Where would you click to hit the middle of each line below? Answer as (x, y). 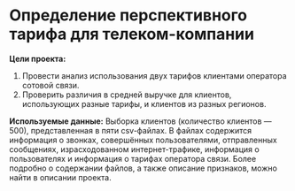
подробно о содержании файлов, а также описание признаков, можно (143, 168)
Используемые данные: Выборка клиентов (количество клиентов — (140, 121)
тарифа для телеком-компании (132, 34)
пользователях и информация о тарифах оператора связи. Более (133, 158)
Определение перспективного (128, 15)
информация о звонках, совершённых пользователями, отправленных (143, 140)
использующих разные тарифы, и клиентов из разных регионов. (144, 103)
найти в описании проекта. (61, 177)
